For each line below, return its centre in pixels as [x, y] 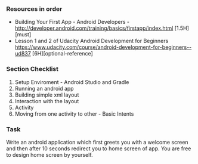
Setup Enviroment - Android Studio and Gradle [72, 82]
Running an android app [44, 88]
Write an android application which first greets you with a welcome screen [98, 142]
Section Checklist [32, 69]
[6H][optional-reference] [63, 54]
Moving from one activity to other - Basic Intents [74, 114]
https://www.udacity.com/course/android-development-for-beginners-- [103, 47]
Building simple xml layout [47, 95]
